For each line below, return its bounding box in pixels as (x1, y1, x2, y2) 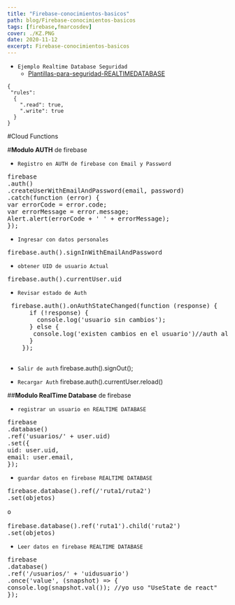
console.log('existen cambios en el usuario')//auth (33, 330, 218, 338)
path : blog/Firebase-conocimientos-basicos (7, 17, 136, 24)
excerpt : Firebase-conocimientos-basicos (7, 43, 130, 50)
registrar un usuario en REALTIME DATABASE (17, 406, 147, 413)
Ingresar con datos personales (17, 236, 109, 243)
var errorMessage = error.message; (7, 208, 129, 216)
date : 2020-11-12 (7, 36, 58, 43)
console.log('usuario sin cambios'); (36, 316, 166, 324)
